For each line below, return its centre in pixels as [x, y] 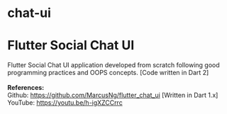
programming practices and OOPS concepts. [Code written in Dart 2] [108, 73]
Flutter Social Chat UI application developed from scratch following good [113, 65]
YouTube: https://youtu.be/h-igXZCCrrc [65, 103]
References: [26, 88]
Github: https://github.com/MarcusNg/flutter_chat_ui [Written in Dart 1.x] [113, 95]
